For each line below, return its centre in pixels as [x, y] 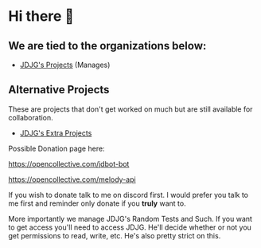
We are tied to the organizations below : [107, 46]
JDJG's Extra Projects [56, 133]
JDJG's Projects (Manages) [65, 65]
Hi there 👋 [41, 16]
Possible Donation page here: [56, 148]
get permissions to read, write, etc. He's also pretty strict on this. [115, 235]
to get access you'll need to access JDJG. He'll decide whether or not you [130, 227]
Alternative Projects [59, 90]
